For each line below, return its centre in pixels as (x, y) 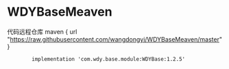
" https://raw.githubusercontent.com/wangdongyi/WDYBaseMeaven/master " (115, 39)
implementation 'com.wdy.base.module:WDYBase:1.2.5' (109, 59)
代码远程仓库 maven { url (42, 31)
